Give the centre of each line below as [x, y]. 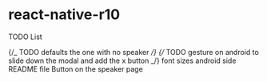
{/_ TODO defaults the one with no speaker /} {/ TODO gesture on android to [134, 52]
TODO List [25, 37]
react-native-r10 [64, 15]
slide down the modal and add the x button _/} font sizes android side [122, 61]
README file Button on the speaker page [76, 68]
